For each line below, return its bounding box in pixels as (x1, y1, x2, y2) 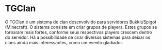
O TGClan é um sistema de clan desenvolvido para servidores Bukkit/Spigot (5, 19, 157, 25)
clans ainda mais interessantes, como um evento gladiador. (5, 39, 124, 45)
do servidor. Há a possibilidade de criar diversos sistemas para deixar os (5, 34, 150, 40)
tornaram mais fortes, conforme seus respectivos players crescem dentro (5, 29, 152, 35)
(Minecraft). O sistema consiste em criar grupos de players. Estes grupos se (5, 24, 157, 30)
